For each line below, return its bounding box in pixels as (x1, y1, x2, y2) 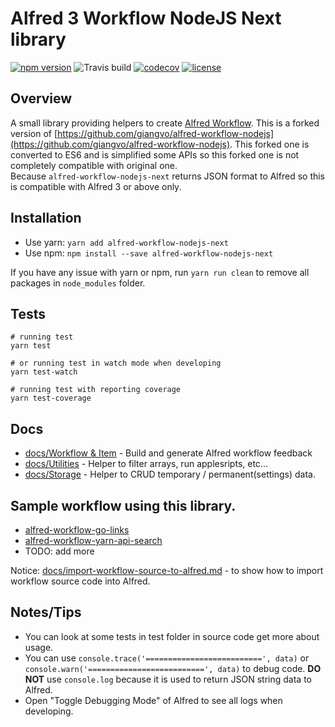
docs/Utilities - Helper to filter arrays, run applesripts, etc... (24, 458, 268, 470)
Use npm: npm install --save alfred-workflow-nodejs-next (24, 247, 274, 259)
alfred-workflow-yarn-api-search (24, 535, 163, 546)
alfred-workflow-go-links (24, 524, 130, 536)
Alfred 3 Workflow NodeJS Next (10, 7, 282, 30)
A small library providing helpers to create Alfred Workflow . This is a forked (10, 117, 320, 129)
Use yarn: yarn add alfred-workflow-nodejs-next (24, 236, 229, 248)
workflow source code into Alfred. (10, 575, 151, 587)
